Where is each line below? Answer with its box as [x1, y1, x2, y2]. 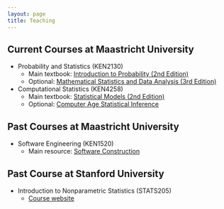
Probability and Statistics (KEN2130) [17, 62, 124, 71]
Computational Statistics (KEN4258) [17, 85, 124, 93]
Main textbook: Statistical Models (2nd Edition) [28, 92, 165, 101]
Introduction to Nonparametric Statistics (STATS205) [17, 186, 172, 195]
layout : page [7, 10, 46, 18]
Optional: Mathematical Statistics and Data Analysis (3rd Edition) [28, 77, 217, 86]
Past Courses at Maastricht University [7, 120, 179, 132]
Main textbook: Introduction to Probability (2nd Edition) [28, 70, 189, 78]
